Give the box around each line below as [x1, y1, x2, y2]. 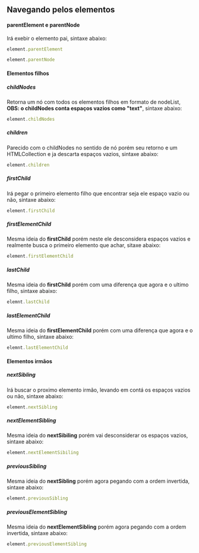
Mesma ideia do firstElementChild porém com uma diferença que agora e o [7, 327, 193, 334]
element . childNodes [7, 116, 55, 122]
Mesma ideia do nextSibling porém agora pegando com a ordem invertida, [7, 477, 190, 485]
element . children [7, 162, 50, 168]
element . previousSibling [7, 495, 68, 502]
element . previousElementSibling [7, 541, 87, 547]
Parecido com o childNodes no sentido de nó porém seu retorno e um [7, 144, 178, 151]
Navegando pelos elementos [7, 5, 115, 15]
